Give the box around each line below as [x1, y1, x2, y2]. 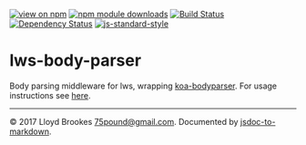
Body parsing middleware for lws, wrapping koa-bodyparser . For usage [9, 80, 278, 91]
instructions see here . [9, 89, 91, 100]
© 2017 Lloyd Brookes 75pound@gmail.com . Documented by [9, 116, 239, 127]
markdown [9, 126, 50, 137]
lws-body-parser [9, 50, 142, 71]
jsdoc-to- [240, 116, 276, 127]
